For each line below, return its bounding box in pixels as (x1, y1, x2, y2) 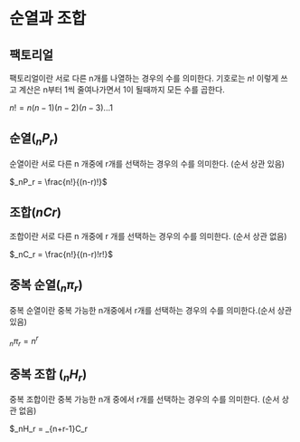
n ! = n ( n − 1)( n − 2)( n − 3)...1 (9, 102, 113, 113)
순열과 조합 (9, 8, 87, 29)
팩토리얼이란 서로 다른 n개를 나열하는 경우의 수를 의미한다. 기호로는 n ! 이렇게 (9, 73, 279, 83)
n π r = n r (9, 334, 39, 349)
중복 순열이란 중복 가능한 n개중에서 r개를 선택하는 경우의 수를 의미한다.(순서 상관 (9, 304, 292, 315)
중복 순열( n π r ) (9, 277, 83, 295)
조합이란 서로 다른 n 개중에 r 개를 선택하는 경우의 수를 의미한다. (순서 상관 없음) (9, 230, 287, 241)
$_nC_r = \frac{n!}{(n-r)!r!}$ (9, 248, 114, 259)
